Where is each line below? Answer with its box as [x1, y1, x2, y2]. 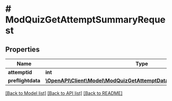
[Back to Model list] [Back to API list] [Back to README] [5, 90, 123, 96]
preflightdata [8, 77, 41, 84]
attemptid [8, 69, 32, 75]
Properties [5, 45, 40, 54]
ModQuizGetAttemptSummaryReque [5, 14, 166, 26]
